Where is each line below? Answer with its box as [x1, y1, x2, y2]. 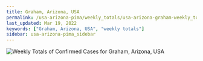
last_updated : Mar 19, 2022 [6, 20, 77, 26]
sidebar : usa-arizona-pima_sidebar [6, 31, 96, 37]
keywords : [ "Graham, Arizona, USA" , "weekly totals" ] [6, 25, 145, 32]
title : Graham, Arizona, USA [6, 8, 80, 15]
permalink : [6, 14, 34, 21]
